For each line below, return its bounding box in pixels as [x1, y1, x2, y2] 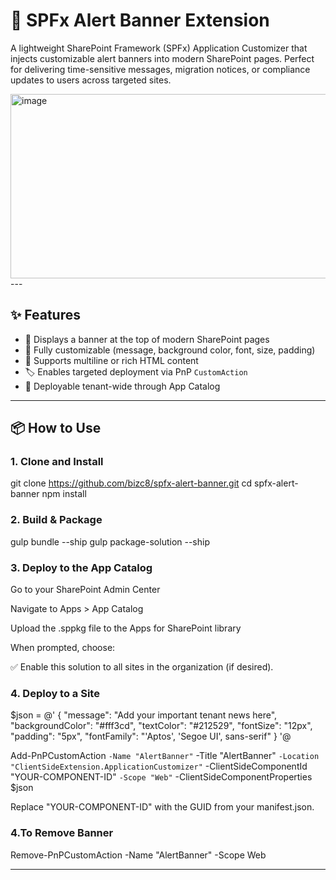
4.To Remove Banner [10, 826, 114, 840]
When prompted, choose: [10, 642, 116, 654]
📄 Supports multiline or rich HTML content [24, 354, 199, 366]
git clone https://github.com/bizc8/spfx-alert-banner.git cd [10, 477, 253, 489]
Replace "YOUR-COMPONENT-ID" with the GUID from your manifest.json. [10, 801, 315, 813]
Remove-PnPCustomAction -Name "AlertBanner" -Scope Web [10, 849, 267, 861]
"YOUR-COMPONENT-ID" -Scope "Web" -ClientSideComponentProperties [10, 771, 313, 783]
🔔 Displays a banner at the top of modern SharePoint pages [24, 333, 270, 345]
